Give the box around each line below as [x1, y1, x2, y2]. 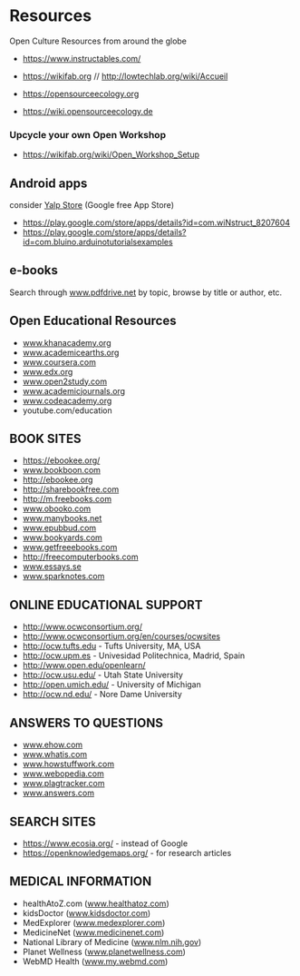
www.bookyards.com [22, 532, 102, 543]
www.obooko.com [22, 503, 92, 514]
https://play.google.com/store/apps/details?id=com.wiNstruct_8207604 [22, 217, 291, 228]
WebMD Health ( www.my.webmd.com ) [22, 955, 169, 967]
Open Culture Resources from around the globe [9, 35, 188, 46]
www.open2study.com [22, 376, 107, 387]
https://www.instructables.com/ [22, 53, 141, 64]
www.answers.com [22, 787, 95, 799]
